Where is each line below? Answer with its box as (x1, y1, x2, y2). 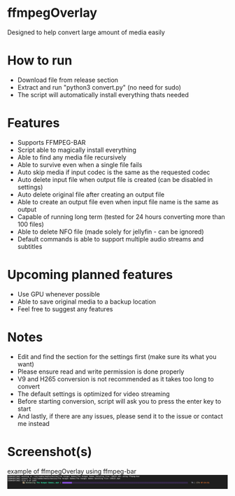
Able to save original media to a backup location (17, 297, 156, 306)
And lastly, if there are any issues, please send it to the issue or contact (17, 411, 224, 420)
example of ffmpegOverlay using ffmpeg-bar (7, 467, 136, 475)
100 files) (17, 220, 44, 228)
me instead (17, 419, 50, 427)
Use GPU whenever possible (17, 290, 100, 298)
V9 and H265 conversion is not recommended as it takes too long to (17, 374, 215, 383)
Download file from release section (17, 76, 119, 84)
